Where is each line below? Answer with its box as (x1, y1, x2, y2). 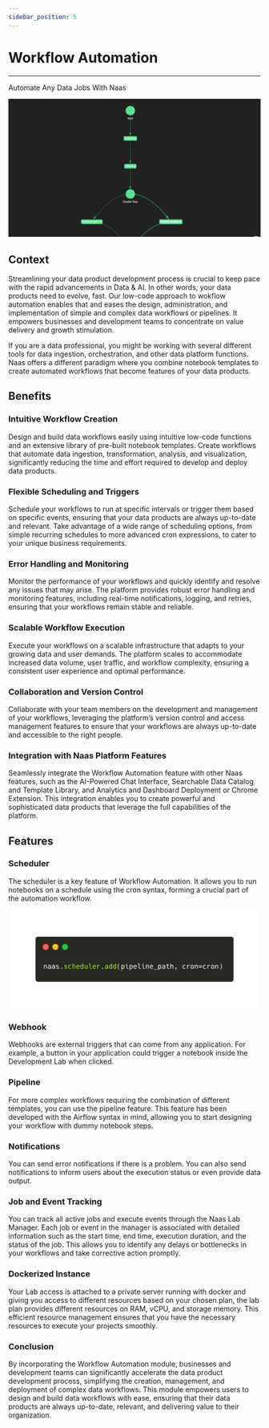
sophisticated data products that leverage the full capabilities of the (8, 803, 231, 812)
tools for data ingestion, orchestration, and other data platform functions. (8, 349, 250, 359)
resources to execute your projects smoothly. (8, 1320, 158, 1330)
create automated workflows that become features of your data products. (8, 366, 251, 376)
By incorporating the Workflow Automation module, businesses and (8, 1359, 231, 1369)
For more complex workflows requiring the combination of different (8, 1095, 230, 1105)
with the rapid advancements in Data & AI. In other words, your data (8, 283, 232, 292)
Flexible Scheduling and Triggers (8, 486, 140, 497)
